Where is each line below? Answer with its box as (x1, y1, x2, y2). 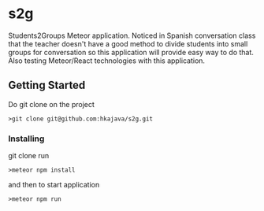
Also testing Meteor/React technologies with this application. (8, 56, 206, 65)
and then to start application (8, 180, 100, 190)
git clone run (8, 151, 50, 161)
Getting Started (8, 79, 86, 92)
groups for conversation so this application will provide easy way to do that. (8, 47, 255, 57)
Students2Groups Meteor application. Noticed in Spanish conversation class (8, 31, 256, 40)
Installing (8, 133, 45, 144)
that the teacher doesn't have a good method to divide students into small (8, 39, 248, 48)
